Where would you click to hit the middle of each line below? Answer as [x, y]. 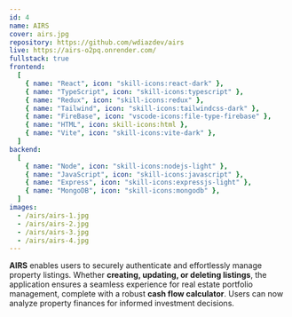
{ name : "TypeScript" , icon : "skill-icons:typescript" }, [134, 91]
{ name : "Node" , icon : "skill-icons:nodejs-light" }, [126, 166]
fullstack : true [39, 59]
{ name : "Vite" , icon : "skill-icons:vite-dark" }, [121, 133]
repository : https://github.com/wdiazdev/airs [97, 42]
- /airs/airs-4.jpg [53, 241]
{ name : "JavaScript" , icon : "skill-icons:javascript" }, [134, 174]
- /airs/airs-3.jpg [53, 232]
